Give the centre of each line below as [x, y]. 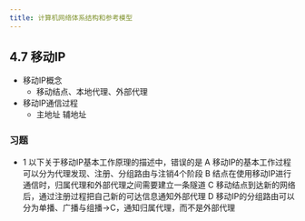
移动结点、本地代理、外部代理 [92, 92]
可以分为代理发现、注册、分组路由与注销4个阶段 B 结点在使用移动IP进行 [157, 173]
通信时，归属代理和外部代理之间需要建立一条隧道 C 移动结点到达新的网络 [159, 185]
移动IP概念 [42, 80]
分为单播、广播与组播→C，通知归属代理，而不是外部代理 [129, 207]
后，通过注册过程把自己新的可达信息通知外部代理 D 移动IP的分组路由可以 [158, 196]
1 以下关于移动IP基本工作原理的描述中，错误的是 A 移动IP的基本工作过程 [157, 162]
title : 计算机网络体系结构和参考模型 [71, 18]
